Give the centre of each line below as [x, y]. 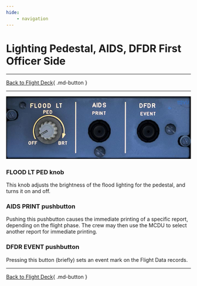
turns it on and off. [28, 191]
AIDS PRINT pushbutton [41, 206]
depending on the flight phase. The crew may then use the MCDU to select [96, 225]
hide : [13, 12]
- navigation [33, 19]
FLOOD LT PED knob [35, 172]
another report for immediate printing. [52, 232]
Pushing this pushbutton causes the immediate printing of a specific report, [97, 219]
